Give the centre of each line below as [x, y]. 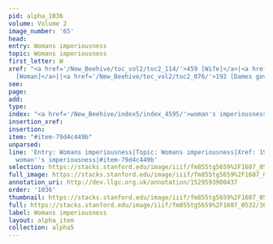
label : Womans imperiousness [58, 212]
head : [17, 39]
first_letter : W [36, 62]
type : [17, 107]
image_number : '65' [41, 31]
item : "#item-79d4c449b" [50, 137]
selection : [27, 168]
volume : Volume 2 [38, 24]
